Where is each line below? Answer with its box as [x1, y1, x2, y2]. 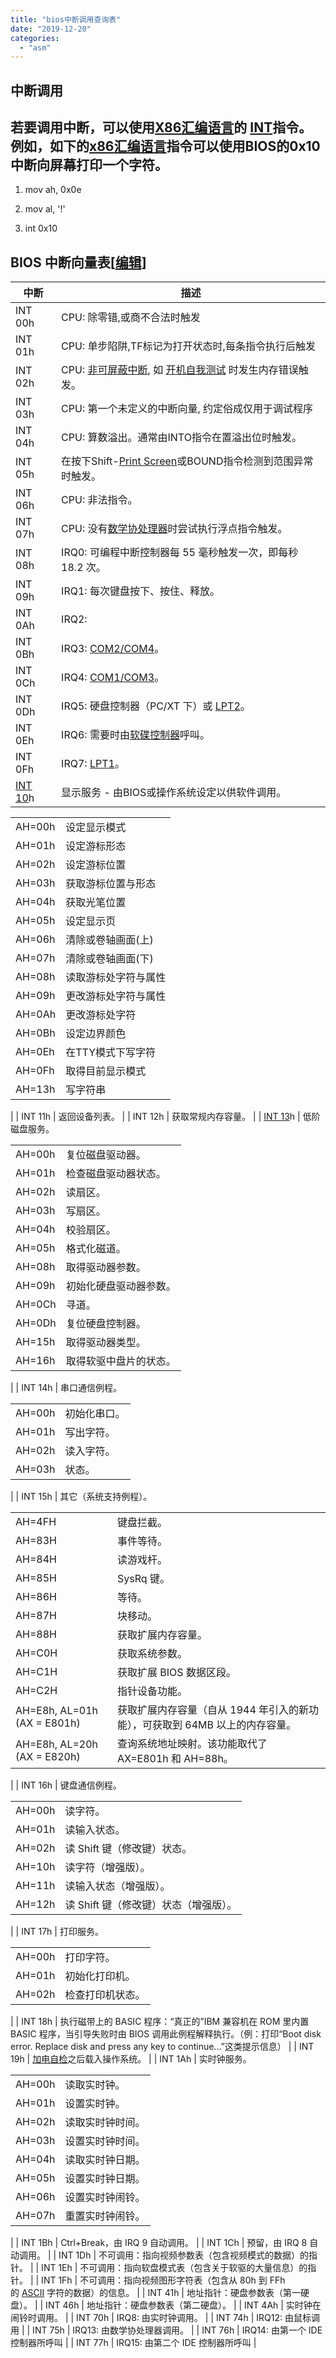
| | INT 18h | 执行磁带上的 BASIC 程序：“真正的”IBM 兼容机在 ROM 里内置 [10, 2016, 310, 2028]
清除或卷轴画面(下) [65, 952, 154, 966]
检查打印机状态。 [64, 1988, 146, 2002]
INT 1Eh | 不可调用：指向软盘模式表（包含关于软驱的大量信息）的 [41, 2262, 308, 2274]
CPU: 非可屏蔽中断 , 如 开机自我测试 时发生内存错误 [61, 363, 299, 377]
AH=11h [15, 1879, 56, 1893]
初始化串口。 [64, 1407, 126, 1421]
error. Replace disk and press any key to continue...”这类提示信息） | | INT [10, 2041, 315, 2053]
